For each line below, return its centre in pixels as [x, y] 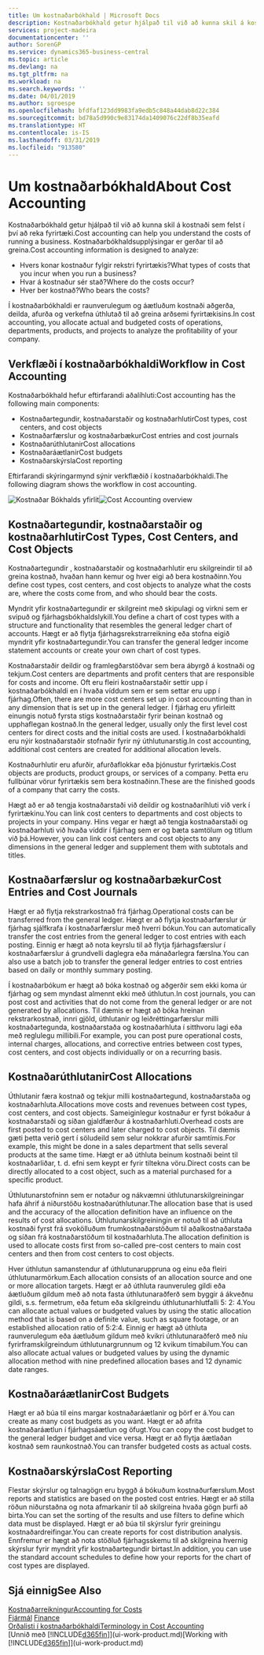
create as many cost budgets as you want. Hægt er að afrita [105, 1421]
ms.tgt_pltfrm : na [38, 74]
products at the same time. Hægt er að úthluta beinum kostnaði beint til [123, 1155]
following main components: [54, 404]
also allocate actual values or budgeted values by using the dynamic [119, 1352]
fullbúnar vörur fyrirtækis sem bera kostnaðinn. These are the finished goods [132, 781]
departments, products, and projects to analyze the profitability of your [123, 331]
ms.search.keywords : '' [47, 89]
